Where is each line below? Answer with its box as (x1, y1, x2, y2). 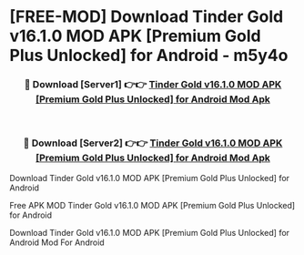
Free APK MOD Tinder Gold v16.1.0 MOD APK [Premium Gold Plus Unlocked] (9, 199, 296, 210)
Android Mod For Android (9, 237, 105, 248)
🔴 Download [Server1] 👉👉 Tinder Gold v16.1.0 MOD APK (24, 78, 282, 91)
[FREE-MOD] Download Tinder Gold (9, 6, 284, 27)
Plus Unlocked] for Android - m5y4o (9, 46, 289, 66)
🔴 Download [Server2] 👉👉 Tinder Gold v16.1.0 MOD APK (23, 137, 283, 149)
